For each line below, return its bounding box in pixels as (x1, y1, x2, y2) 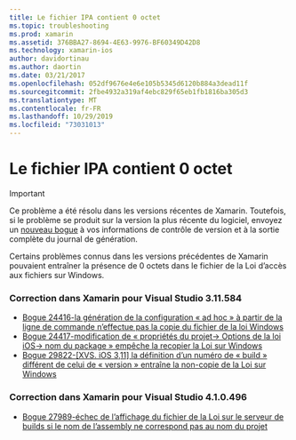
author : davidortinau (9, 54, 90, 63)
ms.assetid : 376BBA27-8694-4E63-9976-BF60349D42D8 (9, 37, 201, 47)
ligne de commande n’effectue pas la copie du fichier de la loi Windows (21, 322, 284, 332)
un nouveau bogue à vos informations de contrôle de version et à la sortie (9, 224, 280, 235)
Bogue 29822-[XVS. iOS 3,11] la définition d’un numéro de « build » (21, 350, 268, 361)
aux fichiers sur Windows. (9, 269, 105, 280)
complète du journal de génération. (9, 233, 138, 244)
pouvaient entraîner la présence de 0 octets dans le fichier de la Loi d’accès (9, 260, 287, 271)
